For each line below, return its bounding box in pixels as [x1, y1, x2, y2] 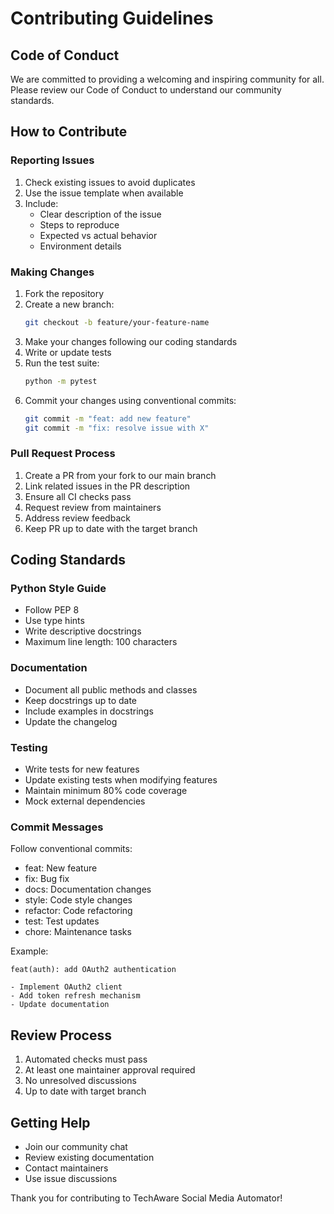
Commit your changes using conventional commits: [24, 394, 237, 406]
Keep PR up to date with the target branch [24, 522, 198, 534]
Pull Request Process [10, 447, 116, 461]
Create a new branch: [24, 298, 115, 310]
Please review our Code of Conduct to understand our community [10, 84, 282, 96]
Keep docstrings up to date [24, 694, 138, 706]
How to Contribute [10, 123, 128, 141]
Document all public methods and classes [24, 683, 198, 696]
